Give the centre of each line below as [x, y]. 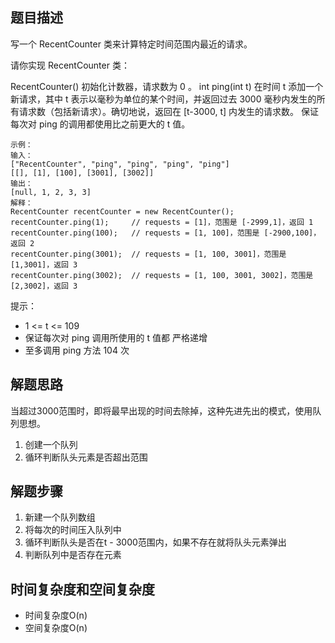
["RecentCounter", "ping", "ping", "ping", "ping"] [120, 164]
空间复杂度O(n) [56, 628]
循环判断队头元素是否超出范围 [86, 457]
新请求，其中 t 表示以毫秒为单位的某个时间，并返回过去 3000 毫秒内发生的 [163, 99]
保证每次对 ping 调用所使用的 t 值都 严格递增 [116, 337]
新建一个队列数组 [60, 517]
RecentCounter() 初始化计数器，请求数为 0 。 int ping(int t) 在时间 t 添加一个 [167, 86]
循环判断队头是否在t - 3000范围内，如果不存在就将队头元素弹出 [155, 542]
